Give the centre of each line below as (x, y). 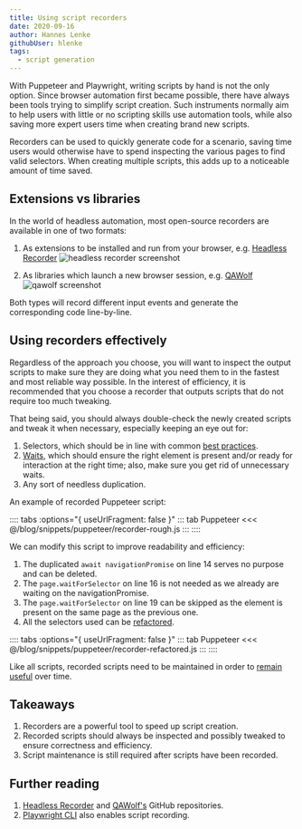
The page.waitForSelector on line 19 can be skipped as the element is (152, 602)
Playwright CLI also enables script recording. (106, 815)
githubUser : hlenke (46, 43)
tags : (19, 52)
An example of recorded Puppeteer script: (88, 501)
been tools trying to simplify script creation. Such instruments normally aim (149, 105)
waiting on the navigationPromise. (85, 593)
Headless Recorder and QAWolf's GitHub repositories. (123, 805)
